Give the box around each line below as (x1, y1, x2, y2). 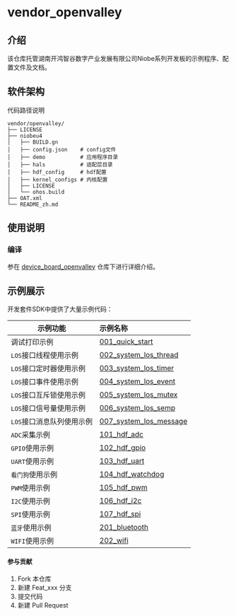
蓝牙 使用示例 (11, 523, 52, 533)
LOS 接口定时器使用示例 (11, 364, 86, 373)
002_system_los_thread (99, 350, 179, 360)
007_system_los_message (99, 417, 188, 426)
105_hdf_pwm (99, 482, 148, 492)
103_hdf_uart (99, 456, 145, 466)
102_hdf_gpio (99, 443, 146, 453)
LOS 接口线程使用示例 (11, 351, 79, 361)
